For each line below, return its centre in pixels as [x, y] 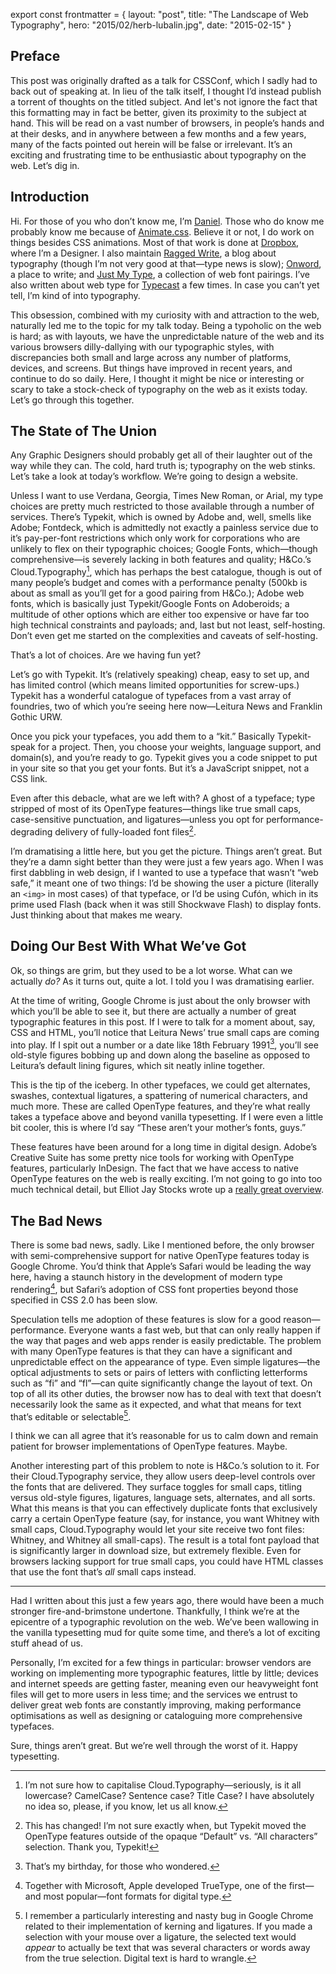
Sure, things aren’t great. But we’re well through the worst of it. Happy [154, 1746]
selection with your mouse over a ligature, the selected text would [160, 1937]
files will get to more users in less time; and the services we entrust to [154, 1695]
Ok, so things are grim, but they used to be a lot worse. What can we [151, 970]
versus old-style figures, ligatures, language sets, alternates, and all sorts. [163, 1498]
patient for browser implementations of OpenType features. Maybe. [149, 1446]
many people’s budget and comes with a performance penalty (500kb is [159, 583]
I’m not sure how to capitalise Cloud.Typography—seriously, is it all [163, 1785]
